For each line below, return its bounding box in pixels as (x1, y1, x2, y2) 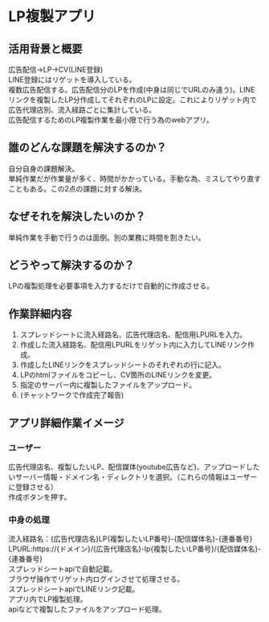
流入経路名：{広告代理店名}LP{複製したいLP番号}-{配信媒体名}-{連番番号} (8, 534, 253, 544)
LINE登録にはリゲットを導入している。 (8, 75, 137, 84)
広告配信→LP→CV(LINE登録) (8, 65, 104, 74)
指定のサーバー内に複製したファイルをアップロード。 (19, 380, 197, 390)
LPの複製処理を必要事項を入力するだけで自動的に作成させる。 (8, 281, 214, 290)
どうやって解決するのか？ (8, 258, 135, 272)
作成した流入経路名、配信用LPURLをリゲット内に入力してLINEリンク (19, 340, 248, 350)
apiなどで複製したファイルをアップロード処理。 (8, 604, 166, 614)
